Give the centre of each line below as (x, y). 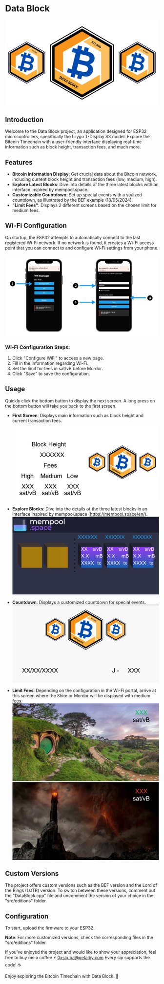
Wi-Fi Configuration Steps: (38, 347)
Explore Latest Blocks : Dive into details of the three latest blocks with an (85, 185)
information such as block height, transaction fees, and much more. (73, 147)
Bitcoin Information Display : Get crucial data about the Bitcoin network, (84, 174)
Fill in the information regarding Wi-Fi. (50, 363)
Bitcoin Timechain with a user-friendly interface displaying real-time (73, 142)
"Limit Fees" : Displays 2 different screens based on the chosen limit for (84, 205)
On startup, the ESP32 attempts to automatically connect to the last (73, 237)
